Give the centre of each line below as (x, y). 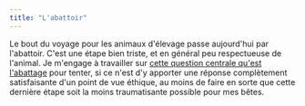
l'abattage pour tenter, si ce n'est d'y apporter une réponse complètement (148, 72)
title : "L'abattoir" (49, 18)
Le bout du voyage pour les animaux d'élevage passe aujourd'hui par (139, 43)
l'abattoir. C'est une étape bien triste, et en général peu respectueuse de (146, 53)
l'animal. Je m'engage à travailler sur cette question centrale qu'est (136, 63)
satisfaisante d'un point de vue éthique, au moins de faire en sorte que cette (152, 82)
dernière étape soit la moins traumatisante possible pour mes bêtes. (137, 92)
